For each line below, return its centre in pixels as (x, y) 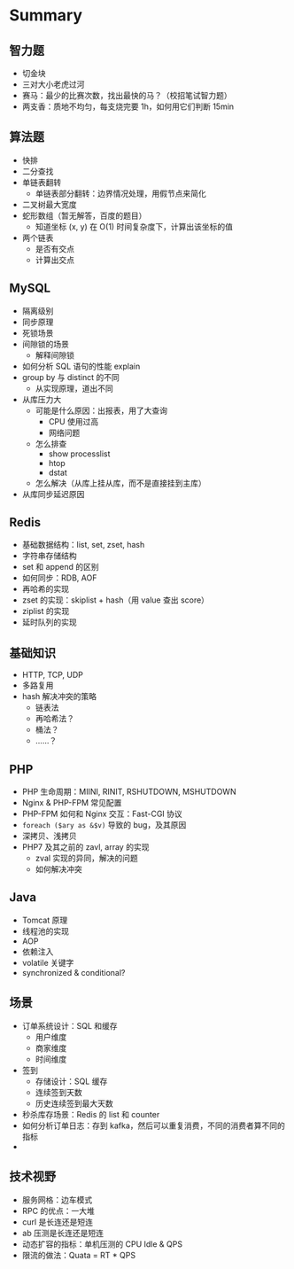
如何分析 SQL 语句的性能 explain (81, 366)
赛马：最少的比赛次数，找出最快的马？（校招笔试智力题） (127, 95)
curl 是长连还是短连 (57, 1222)
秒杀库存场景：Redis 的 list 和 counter (91, 1114)
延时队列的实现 (49, 622)
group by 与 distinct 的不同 (70, 377)
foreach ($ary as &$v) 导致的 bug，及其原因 (104, 825)
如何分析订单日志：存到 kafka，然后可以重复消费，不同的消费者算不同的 (154, 1125)
